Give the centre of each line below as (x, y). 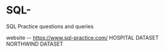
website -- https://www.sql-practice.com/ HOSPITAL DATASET (82, 37)
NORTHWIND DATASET (35, 44)
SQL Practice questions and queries (50, 26)
